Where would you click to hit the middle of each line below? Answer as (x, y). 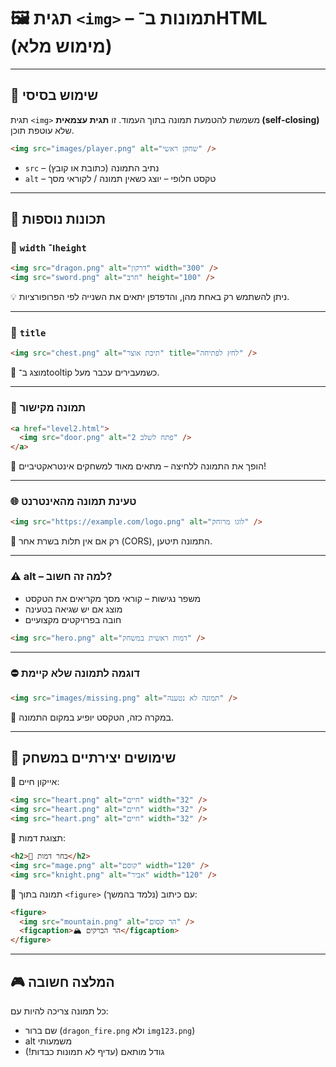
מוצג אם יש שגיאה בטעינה (73, 609)
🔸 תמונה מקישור (48, 408)
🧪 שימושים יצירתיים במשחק (93, 758)
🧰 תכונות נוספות (58, 219)
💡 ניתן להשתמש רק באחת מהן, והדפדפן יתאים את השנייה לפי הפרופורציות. (150, 297)
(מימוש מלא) (61, 46)
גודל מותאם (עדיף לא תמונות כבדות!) (94, 1052)
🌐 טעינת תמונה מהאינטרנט (73, 502)
